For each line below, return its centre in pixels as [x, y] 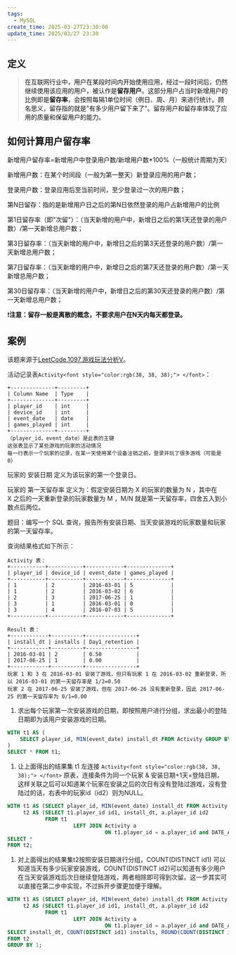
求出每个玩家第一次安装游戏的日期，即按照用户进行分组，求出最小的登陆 [122, 710]
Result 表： [24, 630]
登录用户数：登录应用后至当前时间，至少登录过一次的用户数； [97, 189]
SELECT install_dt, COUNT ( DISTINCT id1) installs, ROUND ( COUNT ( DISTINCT [116, 932]
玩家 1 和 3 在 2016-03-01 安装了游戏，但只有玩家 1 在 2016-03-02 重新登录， [114, 674]
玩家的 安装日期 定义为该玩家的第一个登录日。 [74, 474]
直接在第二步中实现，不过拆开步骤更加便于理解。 [94, 886]
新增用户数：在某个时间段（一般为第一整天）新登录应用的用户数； [103, 175]
